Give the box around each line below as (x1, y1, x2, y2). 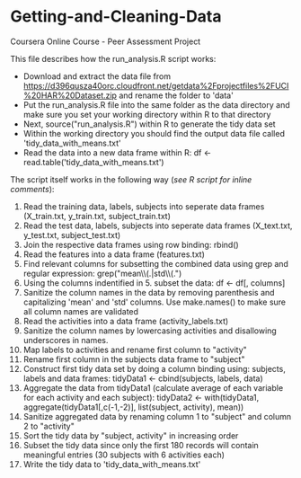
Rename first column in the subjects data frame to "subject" (22, 353, 245, 365)
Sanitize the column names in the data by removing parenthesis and (22, 287, 275, 297)
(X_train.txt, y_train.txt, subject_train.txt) (22, 210, 172, 221)
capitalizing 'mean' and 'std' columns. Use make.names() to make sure (22, 297, 287, 307)
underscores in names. (22, 334, 109, 345)
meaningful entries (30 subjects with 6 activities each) (22, 449, 226, 460)
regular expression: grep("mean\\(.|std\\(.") (22, 268, 182, 279)
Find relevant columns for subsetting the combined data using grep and (22, 258, 288, 269)
